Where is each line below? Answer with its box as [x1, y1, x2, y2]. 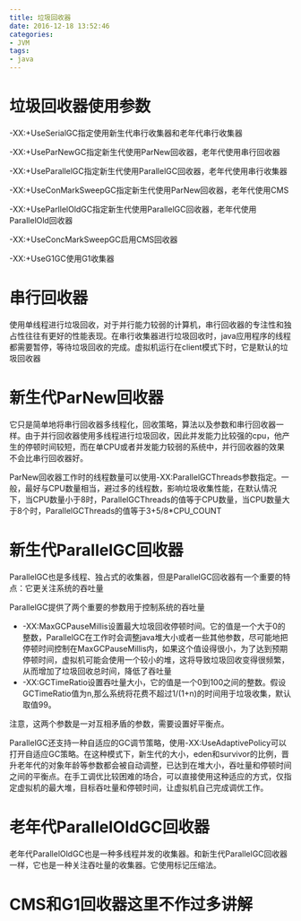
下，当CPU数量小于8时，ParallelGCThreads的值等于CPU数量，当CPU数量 [9, 494, 282, 505]
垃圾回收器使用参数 [9, 96, 151, 117]
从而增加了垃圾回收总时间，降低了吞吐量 [21, 665, 172, 676]
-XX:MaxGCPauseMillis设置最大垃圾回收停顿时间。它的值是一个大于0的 [21, 621, 286, 631]
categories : [9, 30, 54, 39]
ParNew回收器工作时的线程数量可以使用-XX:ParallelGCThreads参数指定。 [9, 472, 282, 482]
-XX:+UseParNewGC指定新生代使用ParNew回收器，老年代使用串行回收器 [9, 146, 280, 157]
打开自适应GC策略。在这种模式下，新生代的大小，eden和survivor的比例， [9, 748, 282, 759]
